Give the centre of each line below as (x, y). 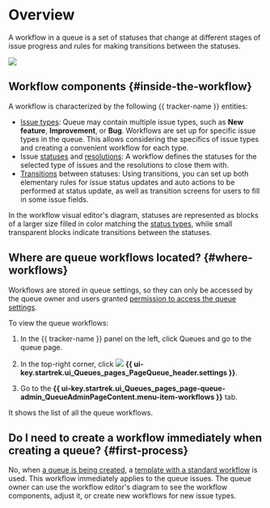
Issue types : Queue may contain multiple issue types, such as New (132, 122)
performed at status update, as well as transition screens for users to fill (140, 190)
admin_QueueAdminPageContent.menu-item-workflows (117, 397)
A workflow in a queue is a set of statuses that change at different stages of (135, 37)
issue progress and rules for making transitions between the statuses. (124, 45)
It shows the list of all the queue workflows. (81, 412)
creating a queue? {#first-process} (98, 450)
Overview (42, 15)
